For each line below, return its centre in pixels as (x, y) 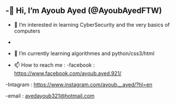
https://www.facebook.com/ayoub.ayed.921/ (68, 73)
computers (27, 31)
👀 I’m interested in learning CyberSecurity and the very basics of (92, 24)
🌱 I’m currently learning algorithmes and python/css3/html (84, 53)
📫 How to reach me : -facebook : (54, 65)
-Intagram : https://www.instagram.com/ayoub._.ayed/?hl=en (79, 84)
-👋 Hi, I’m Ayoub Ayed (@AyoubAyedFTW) (84, 11)
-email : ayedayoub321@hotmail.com (50, 96)
